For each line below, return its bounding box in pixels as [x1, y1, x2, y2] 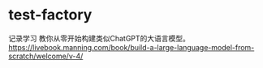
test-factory [8, 6, 93, 24]
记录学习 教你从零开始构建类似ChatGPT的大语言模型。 [8, 33, 191, 43]
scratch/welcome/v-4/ [8, 51, 84, 61]
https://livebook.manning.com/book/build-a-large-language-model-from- [8, 42, 255, 52]
